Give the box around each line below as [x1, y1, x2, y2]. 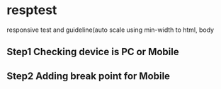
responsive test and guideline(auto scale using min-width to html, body [6, 25, 214, 34]
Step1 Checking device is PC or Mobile [6, 46, 179, 58]
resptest [6, 2, 57, 18]
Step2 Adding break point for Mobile [6, 70, 171, 82]
